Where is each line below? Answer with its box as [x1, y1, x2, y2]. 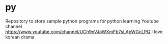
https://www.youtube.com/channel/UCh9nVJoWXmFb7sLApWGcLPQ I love [5, 28, 163, 34]
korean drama [5, 34, 35, 40]
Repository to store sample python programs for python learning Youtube [5, 18, 159, 24]
